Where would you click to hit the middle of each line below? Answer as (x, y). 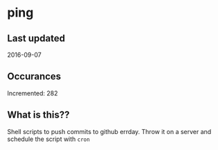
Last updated (36, 38)
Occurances (34, 76)
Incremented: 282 (33, 93)
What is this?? (38, 115)
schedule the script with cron (48, 139)
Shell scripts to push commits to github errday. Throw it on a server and (109, 131)
